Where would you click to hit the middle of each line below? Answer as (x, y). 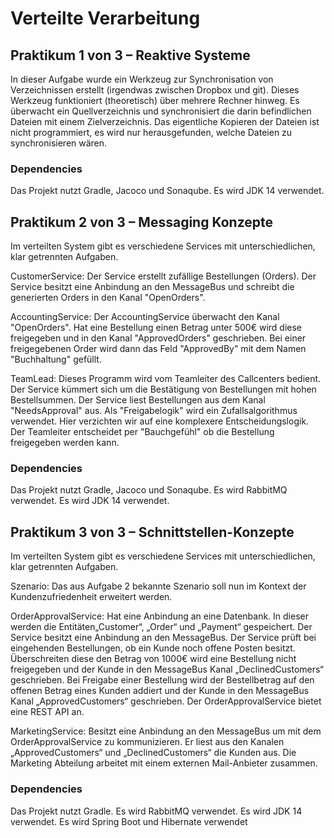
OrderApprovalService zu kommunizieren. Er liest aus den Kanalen (147, 742)
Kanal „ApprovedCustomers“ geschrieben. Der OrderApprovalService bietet (166, 701)
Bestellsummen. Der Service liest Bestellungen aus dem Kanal (138, 400)
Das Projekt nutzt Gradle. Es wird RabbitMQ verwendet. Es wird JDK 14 (156, 811)
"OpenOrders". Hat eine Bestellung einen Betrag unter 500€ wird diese (156, 328)
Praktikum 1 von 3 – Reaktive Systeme (130, 55)
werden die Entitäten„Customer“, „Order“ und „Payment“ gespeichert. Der (161, 627)
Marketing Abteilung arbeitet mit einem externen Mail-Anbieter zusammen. (164, 763)
